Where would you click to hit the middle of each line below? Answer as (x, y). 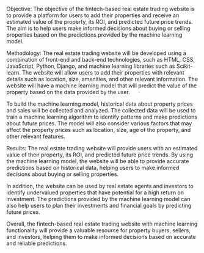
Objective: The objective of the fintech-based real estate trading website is (101, 9)
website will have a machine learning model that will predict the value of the (102, 86)
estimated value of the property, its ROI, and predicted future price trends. (100, 22)
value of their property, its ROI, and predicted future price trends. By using (100, 155)
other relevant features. (36, 136)
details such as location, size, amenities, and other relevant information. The (102, 79)
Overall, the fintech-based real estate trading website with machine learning (102, 224)
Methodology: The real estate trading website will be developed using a (96, 53)
